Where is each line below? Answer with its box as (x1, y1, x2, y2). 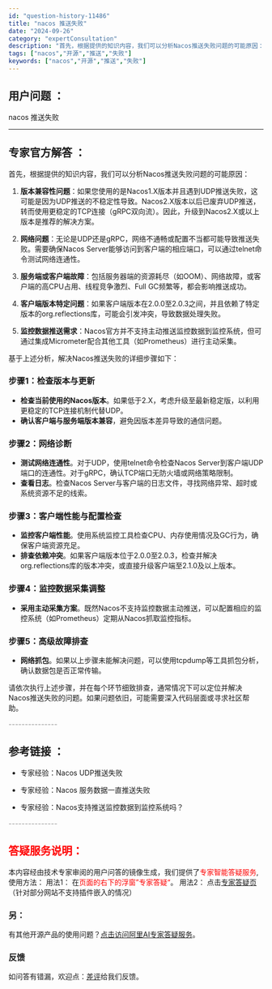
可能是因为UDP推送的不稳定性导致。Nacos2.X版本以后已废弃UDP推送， (19, 196, 261, 206)
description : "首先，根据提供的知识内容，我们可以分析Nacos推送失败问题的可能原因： (8, 42, 265, 50)
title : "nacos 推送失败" (8, 19, 87, 28)
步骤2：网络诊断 (8, 438, 72, 449)
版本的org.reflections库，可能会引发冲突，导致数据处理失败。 (19, 309, 225, 319)
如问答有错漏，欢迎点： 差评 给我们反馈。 (8, 972, 143, 982)
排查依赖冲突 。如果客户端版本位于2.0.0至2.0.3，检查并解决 (19, 550, 217, 560)
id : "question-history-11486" (8, 11, 111, 20)
